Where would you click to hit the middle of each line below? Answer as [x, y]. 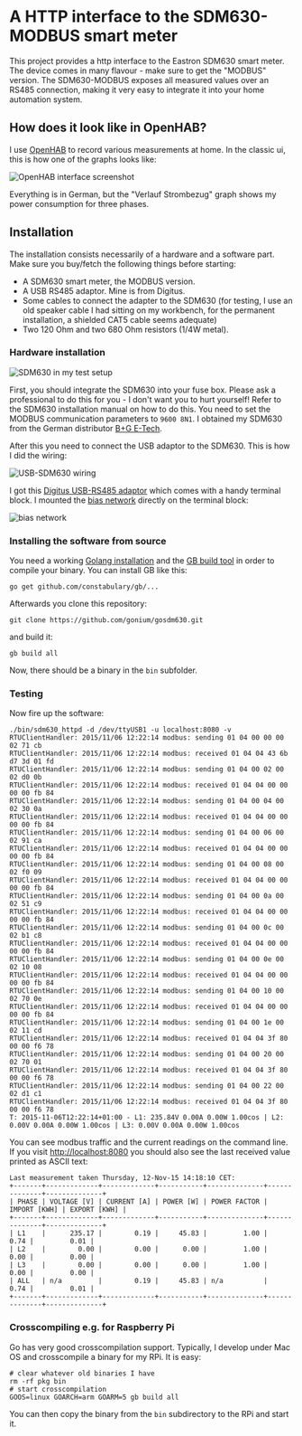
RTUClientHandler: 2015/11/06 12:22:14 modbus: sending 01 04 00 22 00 [146, 1086]
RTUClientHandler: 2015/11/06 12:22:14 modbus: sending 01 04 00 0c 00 [146, 928]
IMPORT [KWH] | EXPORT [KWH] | [68, 1210]
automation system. [46, 99]
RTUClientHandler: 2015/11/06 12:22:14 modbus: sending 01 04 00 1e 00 [146, 1023]
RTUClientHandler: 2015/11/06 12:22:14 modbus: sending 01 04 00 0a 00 [146, 896]
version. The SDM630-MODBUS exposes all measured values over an [139, 80]
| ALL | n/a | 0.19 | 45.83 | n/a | [139, 1281]
